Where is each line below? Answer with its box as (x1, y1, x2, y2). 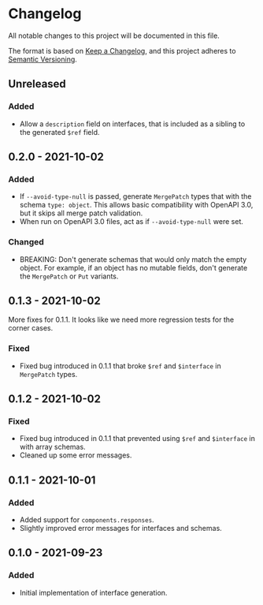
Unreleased (8, 77, 67, 91)
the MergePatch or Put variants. (19, 271, 119, 281)
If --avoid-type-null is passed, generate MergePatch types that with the (19, 192, 252, 201)
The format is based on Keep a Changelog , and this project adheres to (8, 46, 236, 55)
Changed (8, 237, 45, 248)
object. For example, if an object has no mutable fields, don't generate (19, 263, 248, 272)
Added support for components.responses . (19, 515, 155, 525)
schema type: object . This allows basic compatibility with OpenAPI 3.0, (19, 200, 254, 210)
